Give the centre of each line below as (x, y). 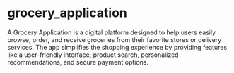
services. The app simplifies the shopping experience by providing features (117, 47)
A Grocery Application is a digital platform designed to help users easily (112, 32)
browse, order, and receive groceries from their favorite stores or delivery (115, 39)
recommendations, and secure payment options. (78, 62)
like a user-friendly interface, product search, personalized (93, 55)
